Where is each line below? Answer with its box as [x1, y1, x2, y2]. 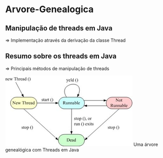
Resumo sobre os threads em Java [5, 52, 117, 60]
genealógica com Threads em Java [5, 146, 79, 153]
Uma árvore [133, 141, 158, 147]
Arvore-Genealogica [5, 4, 94, 15]
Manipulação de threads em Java [5, 24, 113, 33]
